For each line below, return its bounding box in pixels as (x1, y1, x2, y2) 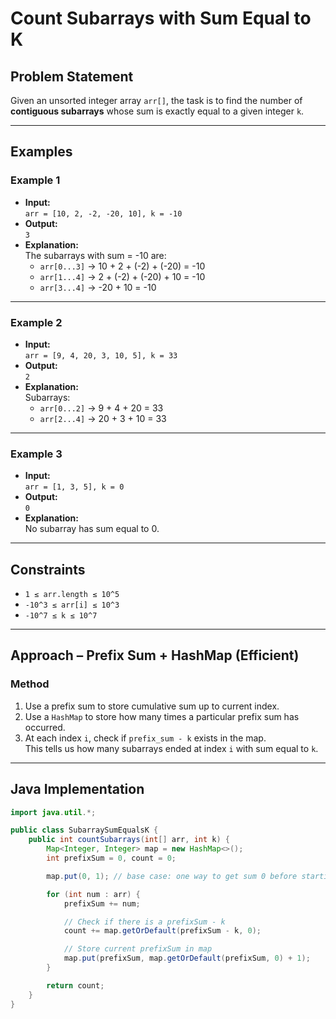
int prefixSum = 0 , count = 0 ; (46, 853, 177, 864)
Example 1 (10, 173, 61, 187)
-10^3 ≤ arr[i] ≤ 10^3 (24, 600, 120, 611)
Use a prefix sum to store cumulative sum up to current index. (24, 700, 280, 712)
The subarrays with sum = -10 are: (24, 249, 167, 261)
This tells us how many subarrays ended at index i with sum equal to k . (24, 742, 319, 754)
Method (10, 677, 50, 691)
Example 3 (10, 447, 63, 461)
